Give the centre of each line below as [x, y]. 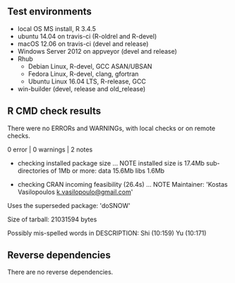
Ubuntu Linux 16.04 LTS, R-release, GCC [87, 81]
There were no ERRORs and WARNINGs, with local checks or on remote [112, 128]
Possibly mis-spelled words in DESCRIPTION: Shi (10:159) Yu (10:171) [107, 233]
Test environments [49, 12]
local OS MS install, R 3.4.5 [57, 28]
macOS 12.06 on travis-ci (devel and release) [83, 44]
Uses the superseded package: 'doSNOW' [69, 205]
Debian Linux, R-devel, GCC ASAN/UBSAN [90, 66]
